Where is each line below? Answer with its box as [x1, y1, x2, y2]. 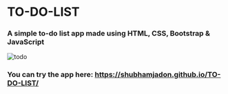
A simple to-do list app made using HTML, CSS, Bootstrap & [7, 29, 210, 38]
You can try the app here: [7, 70, 94, 80]
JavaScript [7, 37, 45, 47]
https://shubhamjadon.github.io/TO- [94, 70, 221, 80]
